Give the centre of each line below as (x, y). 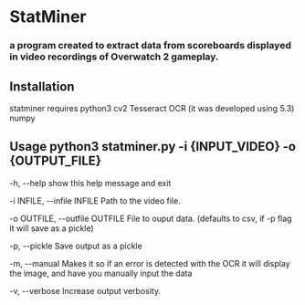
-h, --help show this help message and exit (90, 183)
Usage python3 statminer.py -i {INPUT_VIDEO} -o (153, 147)
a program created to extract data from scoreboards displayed (151, 46)
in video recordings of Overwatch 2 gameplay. (114, 57)
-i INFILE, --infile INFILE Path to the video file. (95, 200)
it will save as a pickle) (52, 228)
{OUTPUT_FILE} (56, 161)
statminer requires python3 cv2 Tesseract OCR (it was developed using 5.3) (152, 108)
